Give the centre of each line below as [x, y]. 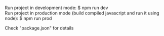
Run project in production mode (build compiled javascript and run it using [82, 13]
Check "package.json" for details [39, 28]
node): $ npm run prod [28, 18]
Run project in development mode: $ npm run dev [56, 8]
